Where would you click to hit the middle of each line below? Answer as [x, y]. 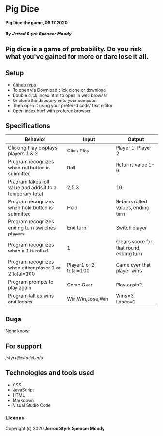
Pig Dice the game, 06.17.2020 [37, 22]
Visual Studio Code [32, 405]
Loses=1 [126, 302]
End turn [77, 228]
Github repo [24, 85]
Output [136, 139]
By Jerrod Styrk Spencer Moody [38, 34]
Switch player [131, 228]
